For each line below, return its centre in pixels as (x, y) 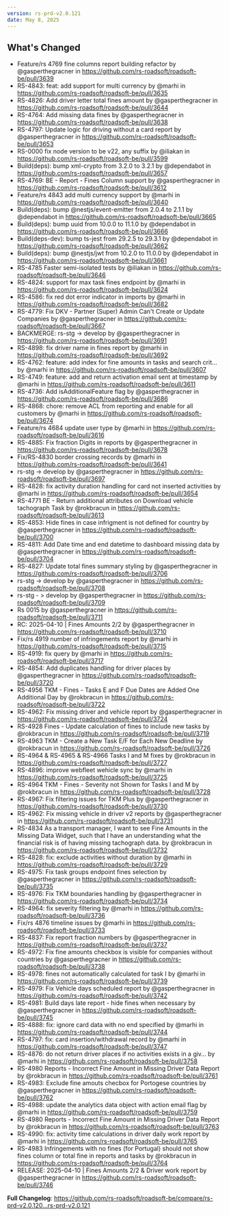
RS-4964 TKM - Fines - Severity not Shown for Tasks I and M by (108, 784)
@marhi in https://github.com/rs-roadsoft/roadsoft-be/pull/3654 (107, 493)
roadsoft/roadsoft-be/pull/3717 (60, 661)
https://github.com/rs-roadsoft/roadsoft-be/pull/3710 (92, 632)
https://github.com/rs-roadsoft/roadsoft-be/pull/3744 (92, 1032)
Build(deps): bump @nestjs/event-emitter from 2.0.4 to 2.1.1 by (105, 210)
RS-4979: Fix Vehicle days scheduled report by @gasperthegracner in (116, 989)
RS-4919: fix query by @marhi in (63, 654)
